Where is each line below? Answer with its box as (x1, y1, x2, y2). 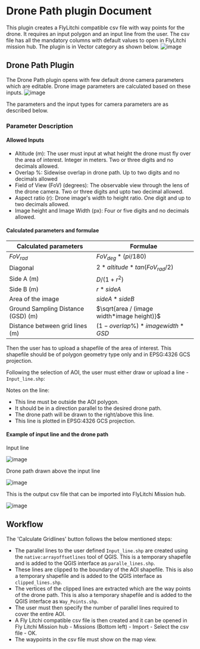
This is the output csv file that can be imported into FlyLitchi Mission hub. (6, 490, 186, 497)
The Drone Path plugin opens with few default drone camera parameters (6, 76, 185, 83)
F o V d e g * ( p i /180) (96, 252, 147, 262)
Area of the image (9, 295, 60, 303)
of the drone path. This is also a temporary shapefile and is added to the (14, 591, 192, 598)
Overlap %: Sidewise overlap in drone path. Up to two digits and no (14, 169, 180, 176)
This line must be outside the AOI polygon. (14, 398, 119, 405)
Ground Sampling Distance (9, 304, 85, 313)
